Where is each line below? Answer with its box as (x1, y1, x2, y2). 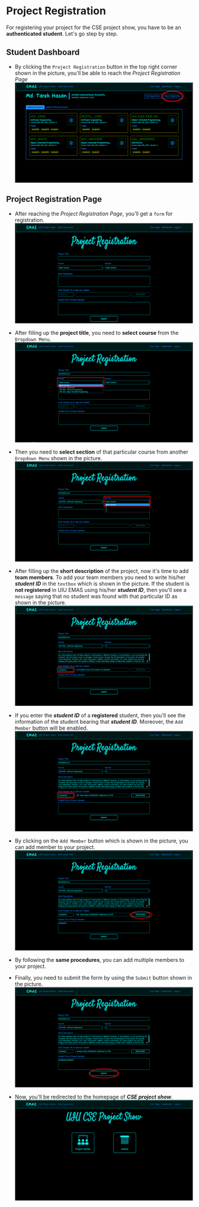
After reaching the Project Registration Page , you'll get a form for (14, 210, 173, 217)
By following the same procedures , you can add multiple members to (14, 956, 185, 964)
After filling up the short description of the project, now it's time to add (14, 568, 189, 574)
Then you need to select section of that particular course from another (14, 448, 188, 455)
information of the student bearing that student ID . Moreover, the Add (14, 718, 184, 726)
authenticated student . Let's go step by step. (6, 30, 118, 37)
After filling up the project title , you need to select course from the (14, 329, 179, 336)
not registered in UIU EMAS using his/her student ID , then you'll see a (14, 587, 187, 593)
